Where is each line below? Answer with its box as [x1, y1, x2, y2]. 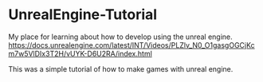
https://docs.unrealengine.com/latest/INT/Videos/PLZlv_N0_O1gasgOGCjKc [8, 40, 255, 49]
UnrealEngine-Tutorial [8, 6, 158, 24]
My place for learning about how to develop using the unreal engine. [8, 32, 233, 41]
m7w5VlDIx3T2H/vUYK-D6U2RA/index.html [8, 49, 153, 58]
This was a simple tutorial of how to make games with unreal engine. [8, 64, 234, 73]
